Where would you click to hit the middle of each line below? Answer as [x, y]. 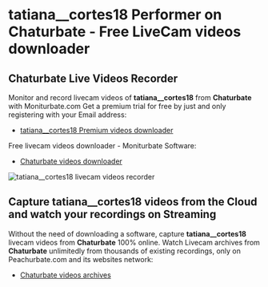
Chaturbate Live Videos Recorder [93, 78]
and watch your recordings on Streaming [112, 214]
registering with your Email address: [68, 115]
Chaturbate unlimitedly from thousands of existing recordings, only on [125, 251]
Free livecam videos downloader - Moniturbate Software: [102, 146]
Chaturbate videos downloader [71, 161]
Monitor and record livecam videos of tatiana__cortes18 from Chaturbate [130, 97]
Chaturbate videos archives [66, 275]
